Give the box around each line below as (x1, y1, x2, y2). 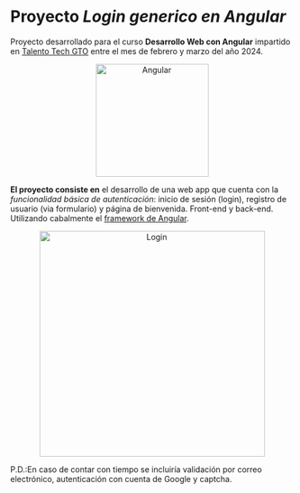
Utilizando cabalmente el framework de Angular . (10, 212, 189, 223)
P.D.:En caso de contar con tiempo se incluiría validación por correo (10, 463, 262, 475)
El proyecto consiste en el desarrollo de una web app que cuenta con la (10, 183, 278, 195)
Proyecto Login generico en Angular (10, 6, 286, 27)
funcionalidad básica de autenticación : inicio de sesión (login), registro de (10, 193, 287, 204)
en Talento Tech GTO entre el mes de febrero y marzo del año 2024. (10, 45, 264, 56)
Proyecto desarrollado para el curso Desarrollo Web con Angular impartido (10, 36, 291, 47)
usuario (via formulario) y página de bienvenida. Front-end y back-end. (10, 203, 274, 214)
